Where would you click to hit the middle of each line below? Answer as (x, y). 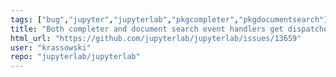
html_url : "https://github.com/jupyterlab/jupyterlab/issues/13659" (156, 38)
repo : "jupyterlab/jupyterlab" (75, 57)
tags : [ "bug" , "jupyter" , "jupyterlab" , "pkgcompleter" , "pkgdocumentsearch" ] (169, 19)
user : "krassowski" (51, 47)
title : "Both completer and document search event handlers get (147, 29)
